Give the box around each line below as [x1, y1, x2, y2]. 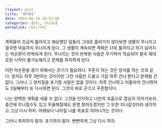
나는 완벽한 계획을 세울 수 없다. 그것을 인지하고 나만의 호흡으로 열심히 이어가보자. [5, 96, 158, 101]
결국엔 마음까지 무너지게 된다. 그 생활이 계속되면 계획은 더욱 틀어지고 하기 [5, 45, 144, 51]
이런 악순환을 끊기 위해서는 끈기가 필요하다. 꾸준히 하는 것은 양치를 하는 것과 [5, 67, 149, 73]
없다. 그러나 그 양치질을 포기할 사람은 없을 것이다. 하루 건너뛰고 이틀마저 [5, 79, 141, 85]
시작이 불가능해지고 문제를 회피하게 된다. [14, 57, 91, 63]
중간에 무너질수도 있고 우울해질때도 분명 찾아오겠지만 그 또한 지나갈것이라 [5, 102, 144, 108]
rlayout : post [5, 7, 34, 12]
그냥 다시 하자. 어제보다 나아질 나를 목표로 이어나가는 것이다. [10, 108, 124, 114]
